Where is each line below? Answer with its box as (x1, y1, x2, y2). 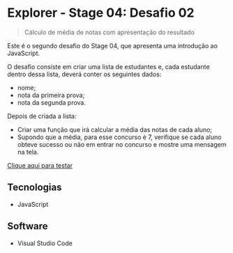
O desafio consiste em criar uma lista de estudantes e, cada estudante (7, 62, 211, 71)
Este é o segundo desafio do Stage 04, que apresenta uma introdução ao (7, 41, 218, 50)
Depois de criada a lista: (7, 112, 77, 120)
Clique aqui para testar (7, 161, 73, 169)
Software (7, 220, 48, 232)
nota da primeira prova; (17, 91, 85, 99)
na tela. (17, 147, 39, 156)
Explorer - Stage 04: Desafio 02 (7, 5, 195, 21)
